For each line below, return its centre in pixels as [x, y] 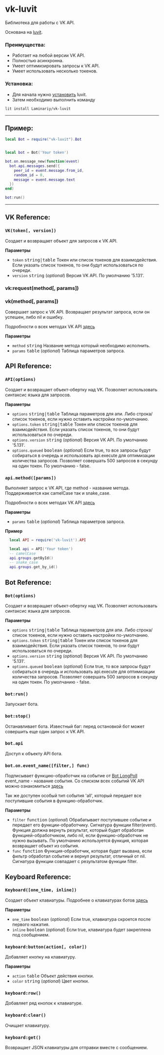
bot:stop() [18, 716]
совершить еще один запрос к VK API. [45, 731]
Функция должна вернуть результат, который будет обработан [78, 830]
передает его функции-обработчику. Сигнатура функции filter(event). [84, 825]
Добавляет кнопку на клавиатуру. [41, 957]
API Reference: [29, 366]
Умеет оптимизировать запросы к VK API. [56, 66]
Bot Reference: [28, 582]
